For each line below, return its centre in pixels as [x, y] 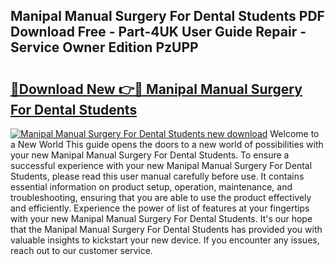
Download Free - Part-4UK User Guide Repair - [158, 32]
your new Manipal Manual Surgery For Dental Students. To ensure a [150, 155]
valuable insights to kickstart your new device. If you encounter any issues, [165, 240]
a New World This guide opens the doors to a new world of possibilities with [167, 144]
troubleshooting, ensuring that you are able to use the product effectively [161, 197]
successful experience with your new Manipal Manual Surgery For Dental [161, 165]
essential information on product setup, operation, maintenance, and [151, 187]
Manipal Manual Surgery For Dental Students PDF [167, 16]
